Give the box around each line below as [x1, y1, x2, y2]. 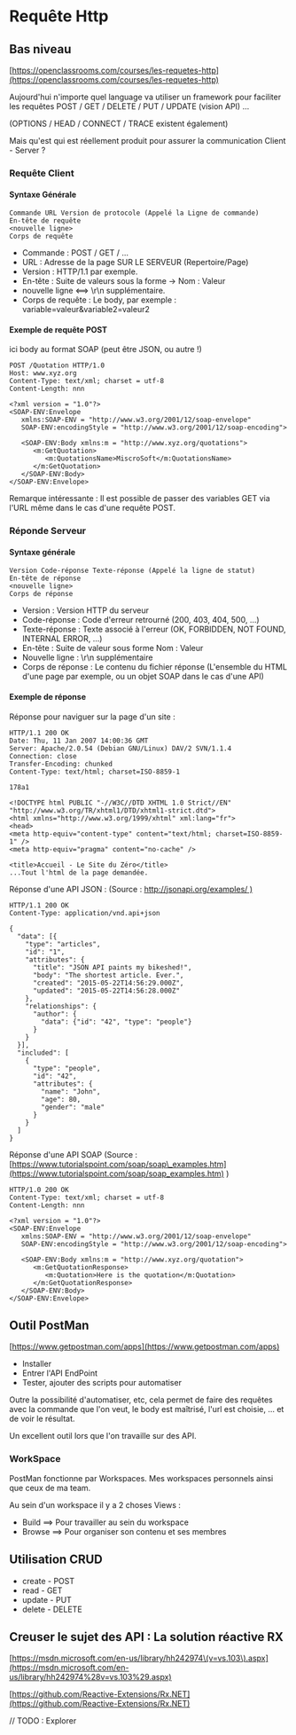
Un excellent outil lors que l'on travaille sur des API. [9, 1431, 197, 1441]
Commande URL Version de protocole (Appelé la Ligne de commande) [9, 208, 260, 218]
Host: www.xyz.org [9, 369, 77, 378]
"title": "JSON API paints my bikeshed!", [32, 962, 192, 972]
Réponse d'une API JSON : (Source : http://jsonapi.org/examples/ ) [9, 883, 253, 894]
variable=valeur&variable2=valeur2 [21, 304, 151, 315]
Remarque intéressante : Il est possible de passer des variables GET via [9, 493, 270, 504]
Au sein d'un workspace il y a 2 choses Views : [9, 1499, 182, 1510]
